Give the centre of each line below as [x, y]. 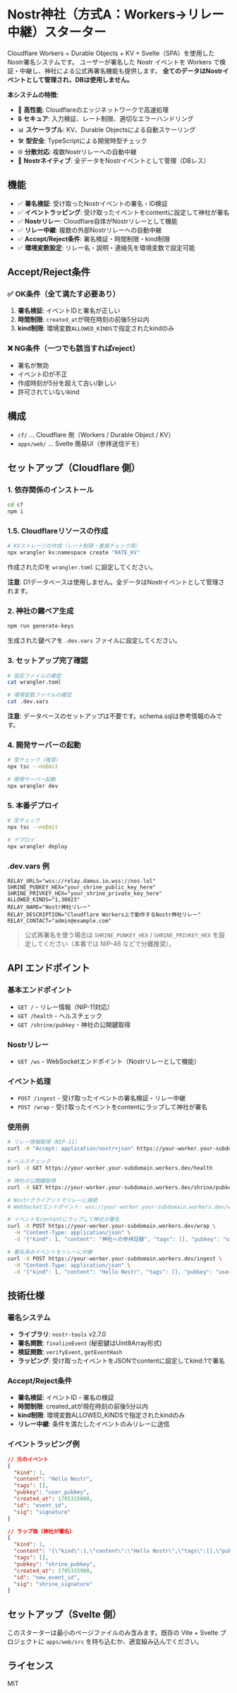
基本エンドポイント [40, 990]
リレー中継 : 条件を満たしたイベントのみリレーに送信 [93, 1424]
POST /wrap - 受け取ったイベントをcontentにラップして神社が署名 [113, 1107]
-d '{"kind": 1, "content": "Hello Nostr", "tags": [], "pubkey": [113, 1272]
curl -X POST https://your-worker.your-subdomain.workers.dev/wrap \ [112, 1226]
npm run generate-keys [41, 626]
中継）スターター [57, 32]
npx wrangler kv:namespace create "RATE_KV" [74, 553]
